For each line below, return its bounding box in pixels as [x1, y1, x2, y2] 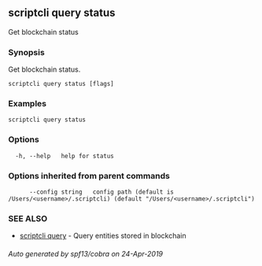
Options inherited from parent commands [8, 170, 171, 181]
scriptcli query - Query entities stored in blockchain [19, 231, 186, 241]
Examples [8, 98, 47, 109]
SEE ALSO [8, 212, 48, 224]
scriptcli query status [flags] [8, 80, 114, 88]
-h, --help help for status [15, 152, 114, 160]
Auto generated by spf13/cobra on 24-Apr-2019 [8, 249, 164, 258]
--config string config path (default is [28, 188, 175, 196]
